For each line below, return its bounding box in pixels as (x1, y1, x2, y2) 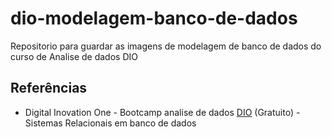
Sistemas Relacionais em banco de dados (24, 117, 197, 129)
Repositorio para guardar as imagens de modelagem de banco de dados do (10, 40, 322, 52)
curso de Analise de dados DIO (10, 50, 138, 62)
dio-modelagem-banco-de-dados (10, 7, 298, 30)
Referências (10, 80, 88, 97)
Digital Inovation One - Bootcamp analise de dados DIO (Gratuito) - (24, 106, 301, 118)
